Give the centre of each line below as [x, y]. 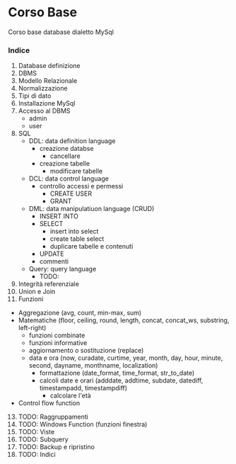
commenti [54, 261]
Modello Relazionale [48, 81]
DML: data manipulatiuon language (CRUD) [92, 209]
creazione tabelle [65, 164]
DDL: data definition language [72, 141]
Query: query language [63, 269]
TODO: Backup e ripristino [56, 447]
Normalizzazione [43, 89]
